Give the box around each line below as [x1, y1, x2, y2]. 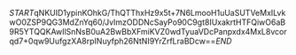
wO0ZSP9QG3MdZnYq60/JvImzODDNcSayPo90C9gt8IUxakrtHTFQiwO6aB [9, 17, 286, 27]
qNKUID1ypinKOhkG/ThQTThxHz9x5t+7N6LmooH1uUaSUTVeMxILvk [34, 8, 286, 18]
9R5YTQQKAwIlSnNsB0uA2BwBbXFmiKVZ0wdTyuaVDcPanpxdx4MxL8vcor [9, 27, 287, 36]
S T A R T [9, 8, 35, 18]
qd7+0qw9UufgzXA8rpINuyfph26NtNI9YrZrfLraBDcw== [9, 35, 216, 46]
